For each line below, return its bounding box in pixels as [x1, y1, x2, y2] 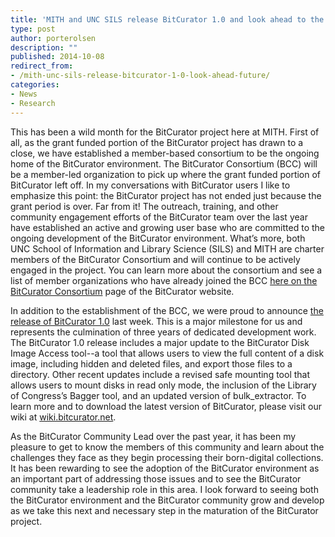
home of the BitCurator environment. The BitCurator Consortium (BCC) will [10, 157, 318, 170]
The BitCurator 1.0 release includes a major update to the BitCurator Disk [10, 336, 310, 348]
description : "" [10, 42, 78, 53]
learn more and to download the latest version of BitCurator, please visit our [10, 400, 322, 412]
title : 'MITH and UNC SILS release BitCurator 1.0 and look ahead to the [10, 14, 325, 25]
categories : [10, 80, 60, 90]
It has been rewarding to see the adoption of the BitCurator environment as [10, 462, 320, 474]
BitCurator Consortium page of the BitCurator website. [10, 285, 235, 297]
